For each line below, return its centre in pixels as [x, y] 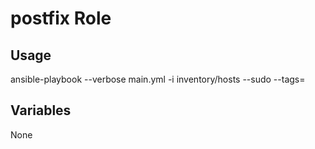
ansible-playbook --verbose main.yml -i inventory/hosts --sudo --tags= [158, 79]
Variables [41, 110]
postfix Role [61, 18]
